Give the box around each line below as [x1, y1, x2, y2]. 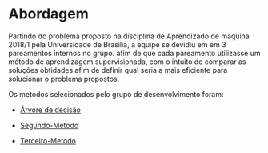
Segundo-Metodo [19, 120, 79, 130]
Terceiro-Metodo [19, 135, 76, 145]
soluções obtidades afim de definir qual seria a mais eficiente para [8, 65, 228, 74]
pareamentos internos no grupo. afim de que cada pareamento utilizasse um [8, 48, 261, 58]
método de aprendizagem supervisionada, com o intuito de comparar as [8, 57, 246, 66]
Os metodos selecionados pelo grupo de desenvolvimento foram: [8, 89, 224, 99]
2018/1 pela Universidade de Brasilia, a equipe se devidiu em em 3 [8, 39, 226, 49]
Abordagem [8, 5, 90, 23]
